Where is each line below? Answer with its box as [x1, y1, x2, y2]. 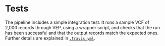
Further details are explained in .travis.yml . [5, 35, 96, 41]
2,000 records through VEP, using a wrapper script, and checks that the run [5, 24, 160, 30]
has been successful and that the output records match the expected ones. [5, 30, 159, 36]
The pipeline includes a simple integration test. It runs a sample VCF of [5, 19, 150, 25]
